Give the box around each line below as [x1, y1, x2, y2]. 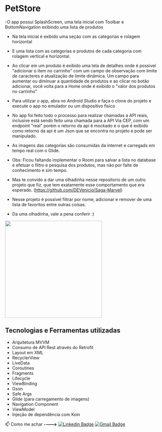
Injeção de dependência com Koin [12, 411, 80, 417]
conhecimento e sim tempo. [12, 167, 68, 173]
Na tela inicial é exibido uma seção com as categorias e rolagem [12, 33, 140, 39]
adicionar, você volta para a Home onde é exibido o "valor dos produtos [12, 83, 156, 89]
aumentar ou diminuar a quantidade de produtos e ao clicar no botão [12, 78, 149, 84]
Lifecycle [12, 375, 30, 381]
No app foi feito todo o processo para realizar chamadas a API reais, [12, 112, 148, 118]
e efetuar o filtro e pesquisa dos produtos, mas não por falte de [12, 162, 139, 168]
